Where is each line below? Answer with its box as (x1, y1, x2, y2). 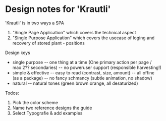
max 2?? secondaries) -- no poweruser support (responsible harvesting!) (12, 64, 162, 70)
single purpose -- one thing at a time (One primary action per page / (12, 59, 152, 65)
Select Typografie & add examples (12, 110, 83, 116)
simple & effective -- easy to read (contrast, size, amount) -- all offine (12, 69, 155, 75)
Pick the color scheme (12, 99, 58, 105)
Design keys (5, 50, 31, 56)
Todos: (5, 90, 19, 96)
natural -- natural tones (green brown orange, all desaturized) (12, 80, 138, 86)
